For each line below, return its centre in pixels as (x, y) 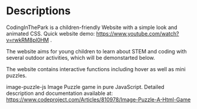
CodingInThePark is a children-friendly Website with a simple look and (92, 27)
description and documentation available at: (60, 93)
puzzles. (17, 75)
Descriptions (38, 11)
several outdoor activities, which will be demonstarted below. (81, 57)
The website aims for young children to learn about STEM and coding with (97, 51)
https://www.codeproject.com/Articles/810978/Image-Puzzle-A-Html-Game (98, 100)
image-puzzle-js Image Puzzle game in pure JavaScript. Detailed (85, 86)
